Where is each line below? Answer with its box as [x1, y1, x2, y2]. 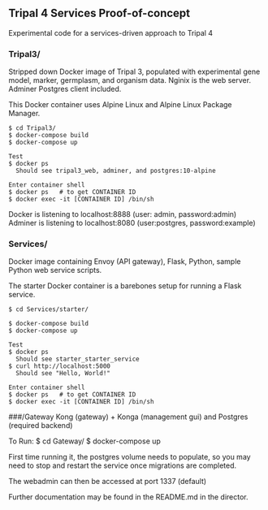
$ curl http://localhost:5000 [8, 362, 111, 370]
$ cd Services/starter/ [8, 305, 89, 313]
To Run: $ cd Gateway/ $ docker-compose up [8, 436, 161, 446]
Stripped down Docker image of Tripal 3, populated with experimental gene [8, 67, 261, 76]
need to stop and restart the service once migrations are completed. [8, 460, 237, 470]
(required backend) [8, 421, 73, 430]
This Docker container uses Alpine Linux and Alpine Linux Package [8, 100, 233, 110]
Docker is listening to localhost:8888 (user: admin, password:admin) [8, 210, 237, 219]
